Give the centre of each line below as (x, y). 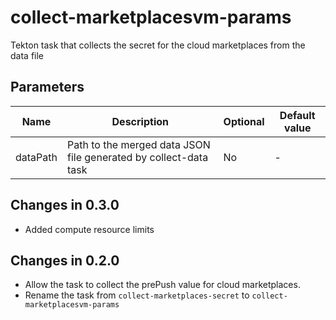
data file (27, 55)
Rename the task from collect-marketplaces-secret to (137, 295)
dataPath (36, 157)
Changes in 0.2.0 (65, 260)
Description (140, 121)
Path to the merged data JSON (138, 144)
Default (297, 115)
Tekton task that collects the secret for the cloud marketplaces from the (158, 45)
